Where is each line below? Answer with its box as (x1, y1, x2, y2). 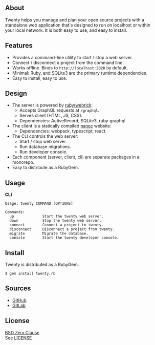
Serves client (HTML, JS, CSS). (19, 112, 83, 119)
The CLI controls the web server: (12, 133, 79, 139)
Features (5, 42, 33, 50)
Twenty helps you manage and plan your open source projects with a (5, 17, 144, 22)
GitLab (12, 302, 26, 308)
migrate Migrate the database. (9, 231, 89, 236)
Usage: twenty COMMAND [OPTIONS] (5, 201, 73, 206)
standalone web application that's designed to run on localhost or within (5, 22, 151, 28)
